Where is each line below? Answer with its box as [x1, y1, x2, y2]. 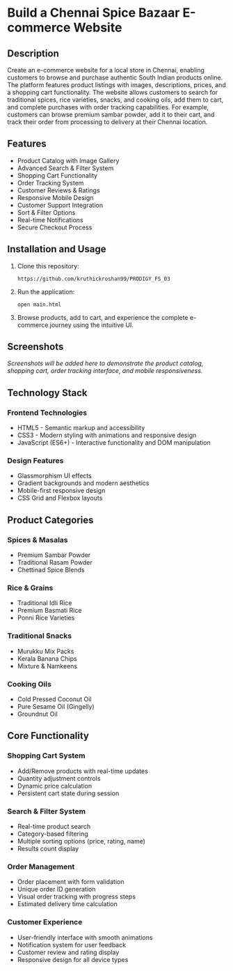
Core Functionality [7, 730, 89, 742]
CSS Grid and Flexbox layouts [17, 494, 103, 503]
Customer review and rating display [17, 948, 120, 956]
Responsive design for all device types [17, 955, 129, 963]
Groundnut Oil [17, 710, 58, 718]
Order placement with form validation [17, 878, 124, 886]
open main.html [17, 301, 62, 308]
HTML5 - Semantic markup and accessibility [17, 424, 145, 432]
